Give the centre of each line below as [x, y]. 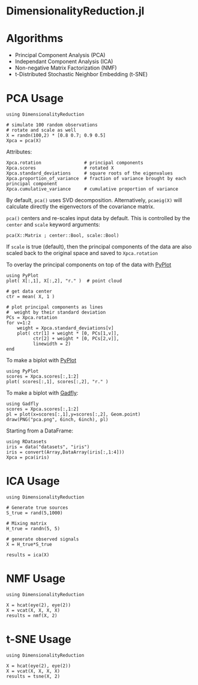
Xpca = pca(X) [24, 141]
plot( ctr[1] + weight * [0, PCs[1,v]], [68, 334]
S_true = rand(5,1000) [34, 513]
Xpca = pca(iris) [28, 458]
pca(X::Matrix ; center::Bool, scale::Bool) [63, 236]
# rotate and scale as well [41, 130]
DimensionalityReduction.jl [75, 11]
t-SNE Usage [39, 639]
